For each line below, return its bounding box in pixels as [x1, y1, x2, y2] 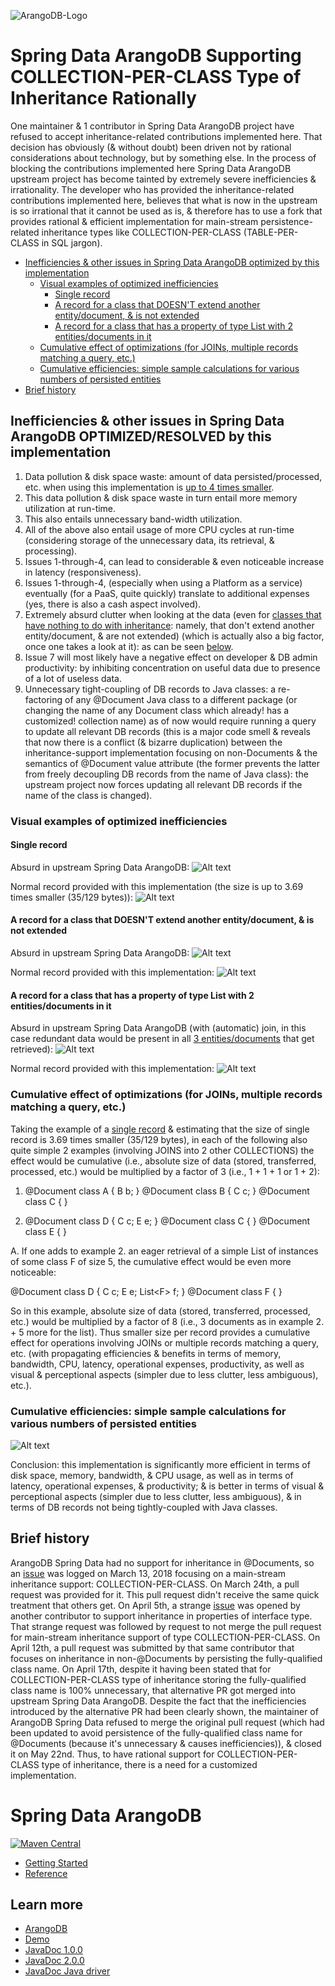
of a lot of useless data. [24, 672, 123, 684]
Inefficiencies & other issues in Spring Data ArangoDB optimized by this [24, 256, 320, 268]
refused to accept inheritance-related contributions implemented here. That [10, 130, 323, 142]
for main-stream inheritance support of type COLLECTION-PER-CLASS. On [10, 1631, 321, 1643]
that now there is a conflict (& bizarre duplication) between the [24, 736, 283, 748]
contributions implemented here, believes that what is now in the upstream [10, 194, 318, 206]
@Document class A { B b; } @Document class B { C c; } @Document [24, 1185, 310, 1197]
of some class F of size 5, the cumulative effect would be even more [10, 1255, 292, 1267]
